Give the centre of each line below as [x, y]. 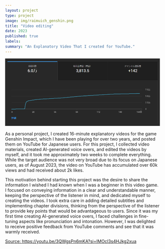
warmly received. [23, 232]
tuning [12, 221]
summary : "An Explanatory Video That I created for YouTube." [70, 47]
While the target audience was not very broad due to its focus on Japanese [81, 160]
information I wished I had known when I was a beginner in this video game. [82, 185]
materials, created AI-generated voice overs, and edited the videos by [76, 149]
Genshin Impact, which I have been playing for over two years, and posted [80, 139]
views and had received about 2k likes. [44, 170]
